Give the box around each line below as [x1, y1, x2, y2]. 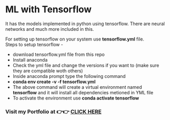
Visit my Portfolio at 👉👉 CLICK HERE [5, 108, 102, 115]
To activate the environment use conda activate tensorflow [12, 95, 139, 101]
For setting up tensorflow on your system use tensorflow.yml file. [5, 36, 144, 42]
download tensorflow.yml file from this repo [12, 51, 105, 57]
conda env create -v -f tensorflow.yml [12, 78, 96, 85]
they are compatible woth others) [12, 68, 83, 74]
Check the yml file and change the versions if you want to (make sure [12, 62, 160, 68]
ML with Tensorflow [5, 4, 92, 15]
